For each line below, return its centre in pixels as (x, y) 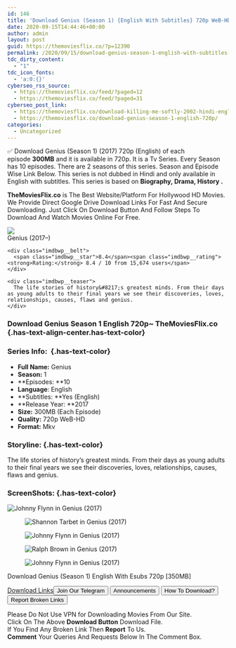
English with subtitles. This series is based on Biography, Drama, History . (115, 181)
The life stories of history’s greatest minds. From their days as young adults (116, 460)
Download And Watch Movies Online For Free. (74, 218)
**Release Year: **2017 (53, 404)
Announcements (135, 591)
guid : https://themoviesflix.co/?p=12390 (69, 46)
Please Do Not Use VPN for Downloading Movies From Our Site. (99, 614)
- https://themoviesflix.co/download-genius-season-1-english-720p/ (116, 118)
